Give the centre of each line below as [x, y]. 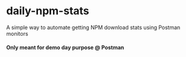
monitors [17, 33]
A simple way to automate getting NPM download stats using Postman [93, 27]
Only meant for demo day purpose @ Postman [65, 47]
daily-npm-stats [48, 11]
